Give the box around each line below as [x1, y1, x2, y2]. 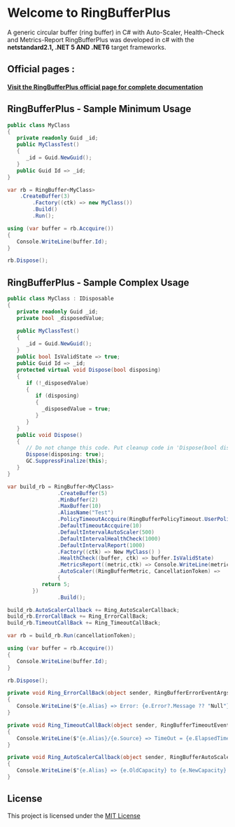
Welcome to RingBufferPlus [7, 5, 171, 21]
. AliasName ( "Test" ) [57, 509, 114, 516]
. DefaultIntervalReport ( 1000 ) [57, 541, 145, 549]
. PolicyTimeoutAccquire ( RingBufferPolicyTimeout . [57, 516, 205, 523]
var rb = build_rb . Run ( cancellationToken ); [7, 632, 136, 639]
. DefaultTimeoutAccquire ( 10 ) [57, 522, 142, 529]
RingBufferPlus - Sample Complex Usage [7, 277, 190, 289]
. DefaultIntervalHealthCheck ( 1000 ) [57, 535, 161, 542]
